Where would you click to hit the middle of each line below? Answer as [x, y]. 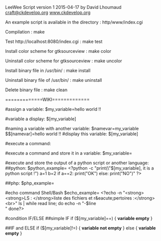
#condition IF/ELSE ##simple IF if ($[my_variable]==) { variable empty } [79, 218]
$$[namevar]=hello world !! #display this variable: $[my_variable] [72, 134]
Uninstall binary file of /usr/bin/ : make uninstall [54, 80]
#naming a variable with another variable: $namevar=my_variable [72, 128]
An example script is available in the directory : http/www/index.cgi [74, 22]
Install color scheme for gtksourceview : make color [58, 51]
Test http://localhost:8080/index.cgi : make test [54, 41]
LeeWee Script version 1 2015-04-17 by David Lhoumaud [63, 7]
